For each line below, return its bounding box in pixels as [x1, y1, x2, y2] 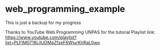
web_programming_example [5, 3, 125, 15]
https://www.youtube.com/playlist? [5, 34, 77, 40]
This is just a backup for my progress [5, 20, 81, 25]
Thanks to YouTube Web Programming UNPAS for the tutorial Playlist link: [5, 29, 156, 35]
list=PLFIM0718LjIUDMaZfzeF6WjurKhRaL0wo [5, 39, 100, 45]
